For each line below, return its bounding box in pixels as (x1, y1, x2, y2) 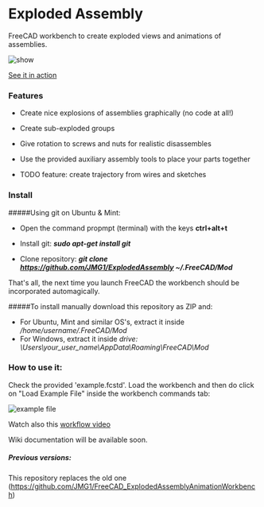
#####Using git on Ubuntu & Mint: (8, 207, 121, 217)
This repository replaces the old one (8, 473, 127, 482)
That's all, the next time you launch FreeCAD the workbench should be (8, 277, 240, 287)
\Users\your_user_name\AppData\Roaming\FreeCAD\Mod (19, 343, 209, 352)
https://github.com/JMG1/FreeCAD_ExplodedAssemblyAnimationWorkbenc (10, 482, 256, 491)
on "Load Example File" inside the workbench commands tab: (8, 389, 211, 398)
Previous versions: (8, 453, 72, 462)
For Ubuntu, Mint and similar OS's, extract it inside (19, 317, 185, 327)
